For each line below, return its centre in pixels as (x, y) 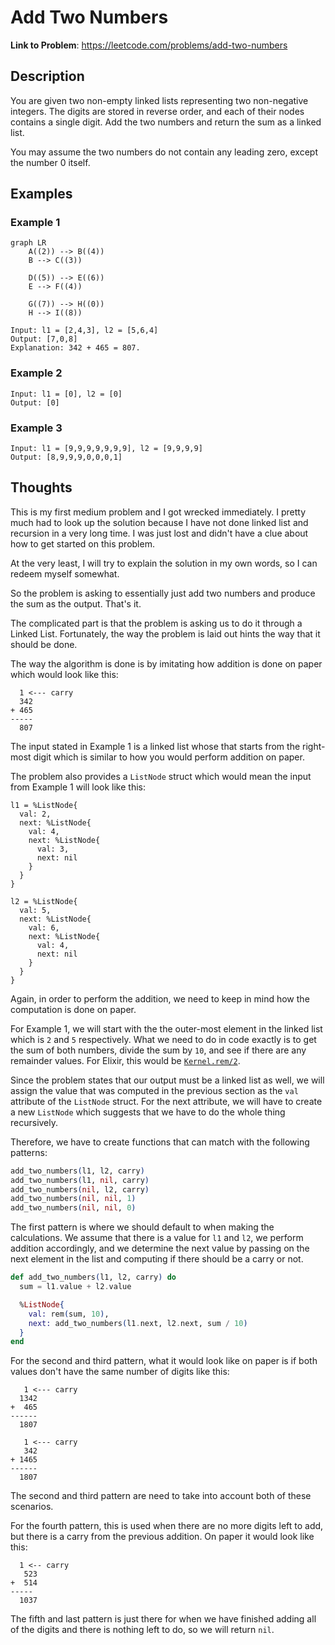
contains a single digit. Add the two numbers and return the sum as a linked (166, 122)
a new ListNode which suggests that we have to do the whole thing (148, 1112)
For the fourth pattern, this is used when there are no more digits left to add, (167, 1526)
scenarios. (32, 1507)
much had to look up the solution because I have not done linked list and (159, 522)
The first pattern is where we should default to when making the (142, 1227)
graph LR (28, 243)
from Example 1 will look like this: (78, 787)
